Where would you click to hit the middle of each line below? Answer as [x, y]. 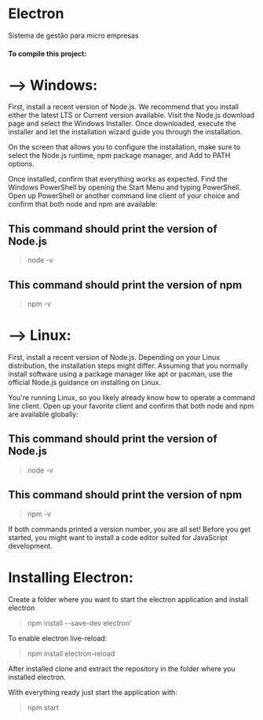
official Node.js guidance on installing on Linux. [84, 383]
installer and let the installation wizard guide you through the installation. [125, 132]
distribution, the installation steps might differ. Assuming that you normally [128, 366]
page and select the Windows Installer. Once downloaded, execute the [122, 123]
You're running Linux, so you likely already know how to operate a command [131, 398]
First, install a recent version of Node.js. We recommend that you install [124, 107]
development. [30, 546]
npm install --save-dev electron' [79, 623]
